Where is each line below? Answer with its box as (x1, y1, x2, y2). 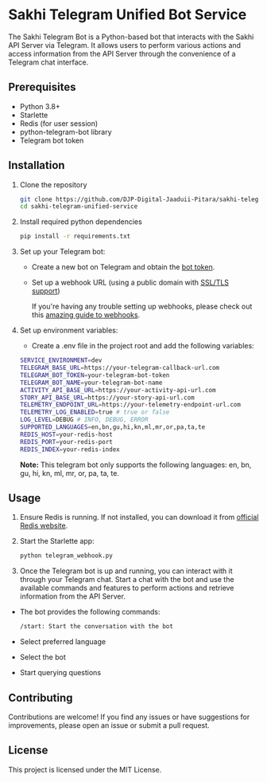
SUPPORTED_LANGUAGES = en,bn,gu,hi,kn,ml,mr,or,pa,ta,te (19, 423, 206, 431)
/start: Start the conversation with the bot (19, 623, 173, 631)
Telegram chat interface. (8, 57, 89, 67)
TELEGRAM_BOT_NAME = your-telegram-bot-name (19, 379, 163, 387)
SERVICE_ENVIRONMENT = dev (19, 356, 103, 364)
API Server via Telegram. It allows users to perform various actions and (8, 40, 241, 49)
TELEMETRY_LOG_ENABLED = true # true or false (19, 408, 170, 416)
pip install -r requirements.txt (19, 233, 131, 241)
